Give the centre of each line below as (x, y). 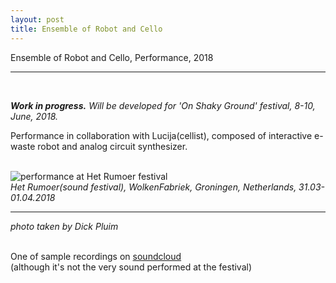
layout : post (37, 19)
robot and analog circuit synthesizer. (112, 146)
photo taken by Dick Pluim (64, 226)
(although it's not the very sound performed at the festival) (131, 267)
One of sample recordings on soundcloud (96, 256)
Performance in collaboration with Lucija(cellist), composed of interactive (161, 135)
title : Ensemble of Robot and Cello (86, 29)
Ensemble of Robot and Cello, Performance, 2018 (112, 57)
